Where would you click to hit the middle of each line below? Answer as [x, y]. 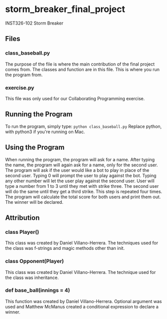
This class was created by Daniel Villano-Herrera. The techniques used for [82, 243]
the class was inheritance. [32, 277]
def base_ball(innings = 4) [38, 290]
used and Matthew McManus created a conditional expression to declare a [82, 306]
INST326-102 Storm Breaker [34, 23]
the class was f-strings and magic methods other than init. [65, 248]
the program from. [24, 75]
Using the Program [35, 147]
